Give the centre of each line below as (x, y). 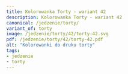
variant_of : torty (29, 28)
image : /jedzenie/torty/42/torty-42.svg (58, 34)
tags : (13, 51)
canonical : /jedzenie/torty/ (43, 23)
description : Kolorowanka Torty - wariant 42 (64, 17)
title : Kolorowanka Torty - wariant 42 (56, 12)
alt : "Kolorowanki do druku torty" (51, 45)
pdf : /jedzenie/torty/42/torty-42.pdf (55, 39)
